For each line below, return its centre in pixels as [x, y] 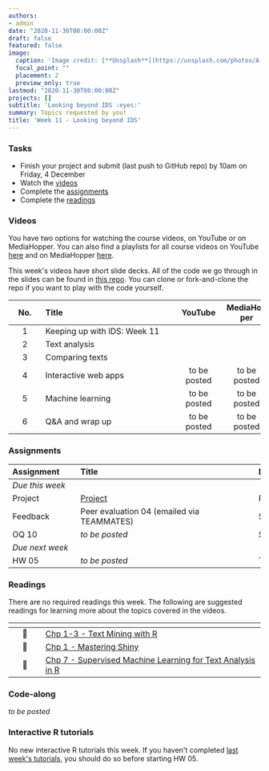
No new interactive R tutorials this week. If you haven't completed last [123, 750]
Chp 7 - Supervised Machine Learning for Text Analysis [151, 660]
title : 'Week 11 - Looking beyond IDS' [75, 120]
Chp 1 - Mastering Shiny [92, 647]
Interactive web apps [84, 376]
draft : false [30, 38]
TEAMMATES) [107, 521]
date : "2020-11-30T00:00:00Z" [59, 31]
